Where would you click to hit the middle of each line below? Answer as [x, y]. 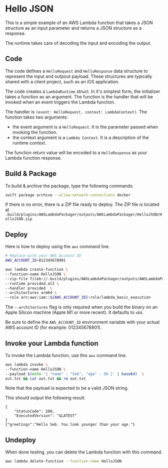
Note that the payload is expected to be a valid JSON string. [67, 388]
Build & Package [31, 174]
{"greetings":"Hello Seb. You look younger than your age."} [70, 425]
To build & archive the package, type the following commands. [69, 186]
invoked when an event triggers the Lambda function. [60, 102]
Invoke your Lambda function [52, 343]
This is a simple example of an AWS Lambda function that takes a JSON [79, 23]
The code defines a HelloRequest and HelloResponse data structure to [77, 71]
